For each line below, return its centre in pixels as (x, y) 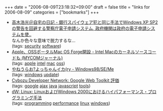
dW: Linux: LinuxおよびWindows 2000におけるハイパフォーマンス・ (80, 92)
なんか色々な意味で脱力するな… (43, 40)
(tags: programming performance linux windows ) (61, 103)
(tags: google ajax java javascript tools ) (51, 86)
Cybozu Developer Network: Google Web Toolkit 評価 (65, 80)
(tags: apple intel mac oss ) (38, 63)
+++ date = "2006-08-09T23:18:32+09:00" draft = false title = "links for (77, 7)
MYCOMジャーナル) (43, 58)
